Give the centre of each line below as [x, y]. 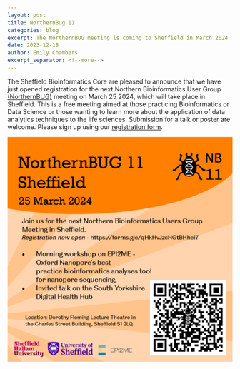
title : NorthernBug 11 [41, 22]
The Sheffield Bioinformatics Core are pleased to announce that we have [114, 81]
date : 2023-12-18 [33, 45]
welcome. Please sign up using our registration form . [85, 127]
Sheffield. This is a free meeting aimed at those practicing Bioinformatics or [119, 104]
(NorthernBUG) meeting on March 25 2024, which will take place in [106, 96]
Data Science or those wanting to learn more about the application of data [116, 111]
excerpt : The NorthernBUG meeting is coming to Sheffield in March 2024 [118, 38]
